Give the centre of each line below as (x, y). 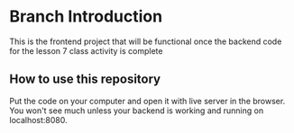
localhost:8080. (38, 120)
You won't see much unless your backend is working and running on (137, 111)
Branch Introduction (86, 17)
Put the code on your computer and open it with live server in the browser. (147, 101)
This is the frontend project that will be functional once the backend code (146, 41)
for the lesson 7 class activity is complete (86, 50)
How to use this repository (85, 80)
